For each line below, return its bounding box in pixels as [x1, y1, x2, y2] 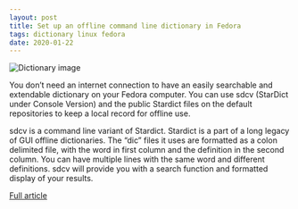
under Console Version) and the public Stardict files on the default [9, 99, 252, 110]
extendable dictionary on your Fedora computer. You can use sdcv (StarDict [9, 89, 289, 100]
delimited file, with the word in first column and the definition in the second [9, 145, 285, 155]
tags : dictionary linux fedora [9, 29, 126, 38]
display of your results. [9, 173, 94, 184]
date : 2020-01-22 [9, 38, 74, 47]
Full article [9, 190, 47, 201]
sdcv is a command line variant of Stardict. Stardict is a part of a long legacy [9, 126, 290, 137]
